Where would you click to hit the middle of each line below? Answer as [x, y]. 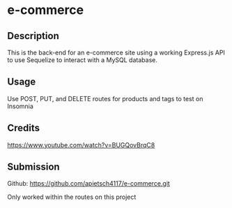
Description [33, 36]
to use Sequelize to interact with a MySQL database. [83, 60]
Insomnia [20, 106]
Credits [24, 128]
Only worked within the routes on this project [72, 197]
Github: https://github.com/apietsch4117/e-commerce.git [89, 184]
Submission [34, 167]
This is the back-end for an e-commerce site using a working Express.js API [116, 52]
